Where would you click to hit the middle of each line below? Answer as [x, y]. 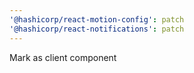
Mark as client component [63, 57]
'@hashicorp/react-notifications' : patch [97, 29]
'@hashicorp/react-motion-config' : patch [97, 19]
